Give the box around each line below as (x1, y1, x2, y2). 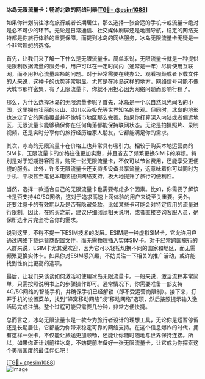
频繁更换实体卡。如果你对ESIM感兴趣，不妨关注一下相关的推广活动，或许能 (6, 252, 196, 259)
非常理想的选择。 (11, 42, 55, 49)
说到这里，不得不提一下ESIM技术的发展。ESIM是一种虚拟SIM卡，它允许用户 (6, 229, 197, 236)
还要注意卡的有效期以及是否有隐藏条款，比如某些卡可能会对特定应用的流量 (6, 201, 193, 208)
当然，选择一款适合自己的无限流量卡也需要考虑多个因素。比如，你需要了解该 (6, 186, 199, 193)
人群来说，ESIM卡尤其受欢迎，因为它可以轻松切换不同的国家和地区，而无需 (6, 245, 196, 251)
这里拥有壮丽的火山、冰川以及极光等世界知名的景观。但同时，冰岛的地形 (16, 106, 199, 113)
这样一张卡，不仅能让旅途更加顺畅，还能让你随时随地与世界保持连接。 (11, 331, 188, 339)
